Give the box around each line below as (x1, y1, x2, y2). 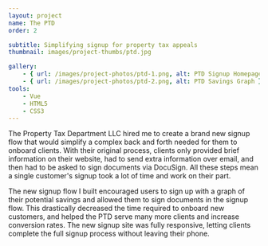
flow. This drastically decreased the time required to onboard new (8, 204, 225, 213)
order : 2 (8, 26, 37, 34)
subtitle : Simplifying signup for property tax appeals (8, 41, 198, 49)
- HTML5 (22, 100, 48, 107)
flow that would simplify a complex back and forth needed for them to (8, 137, 238, 147)
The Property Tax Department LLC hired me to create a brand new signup (8, 129, 250, 139)
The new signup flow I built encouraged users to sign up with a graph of (8, 186, 246, 196)
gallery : (8, 63, 37, 71)
